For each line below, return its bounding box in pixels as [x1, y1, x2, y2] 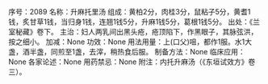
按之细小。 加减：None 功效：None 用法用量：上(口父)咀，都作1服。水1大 [8, 37, 253, 46]
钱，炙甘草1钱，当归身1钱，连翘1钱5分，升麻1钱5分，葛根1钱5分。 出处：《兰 [8, 17, 261, 26]
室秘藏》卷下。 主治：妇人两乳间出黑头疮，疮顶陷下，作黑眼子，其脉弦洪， [8, 27, 258, 36]
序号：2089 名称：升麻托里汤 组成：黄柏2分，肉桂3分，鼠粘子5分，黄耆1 [8, 7, 251, 16]
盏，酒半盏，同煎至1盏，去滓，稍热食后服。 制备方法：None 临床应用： [8, 47, 245, 56]
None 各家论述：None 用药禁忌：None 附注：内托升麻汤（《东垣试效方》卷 [8, 57, 256, 66]
